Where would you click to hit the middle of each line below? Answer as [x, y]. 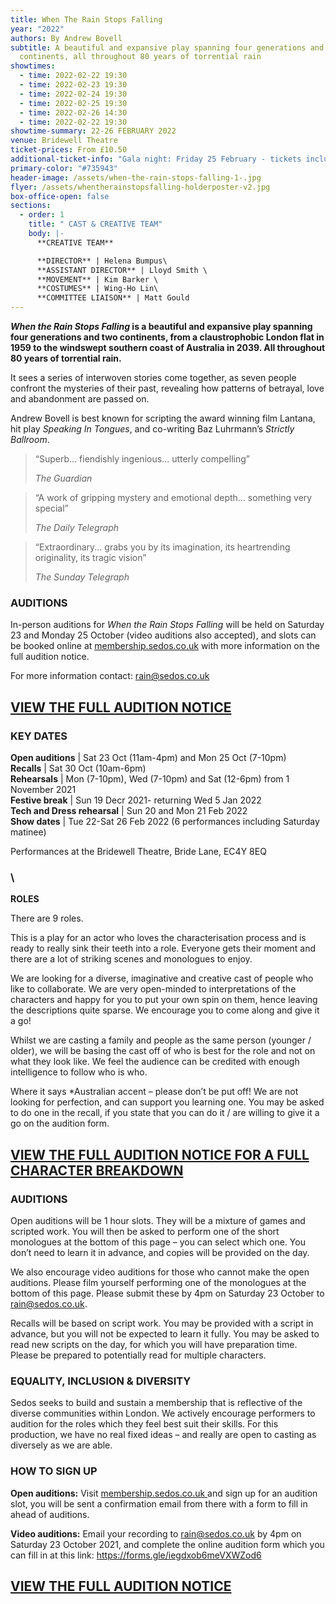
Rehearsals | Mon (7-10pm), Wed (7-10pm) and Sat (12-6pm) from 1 [150, 778]
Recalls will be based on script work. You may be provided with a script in [162, 1323]
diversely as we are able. [61, 1445]
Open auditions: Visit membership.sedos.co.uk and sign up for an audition [164, 1493]
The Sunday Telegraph [82, 577]
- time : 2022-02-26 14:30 [73, 112]
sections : [31, 206]
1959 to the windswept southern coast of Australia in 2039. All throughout [168, 347]
